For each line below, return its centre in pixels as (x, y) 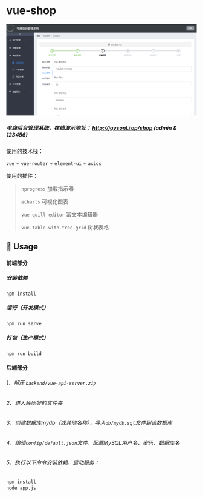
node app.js (21, 488)
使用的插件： (22, 175)
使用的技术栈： (25, 151)
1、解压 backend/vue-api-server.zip (51, 382)
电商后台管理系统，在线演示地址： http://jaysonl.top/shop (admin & (92, 128)
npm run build (24, 353)
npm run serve (24, 323)
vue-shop (31, 11)
